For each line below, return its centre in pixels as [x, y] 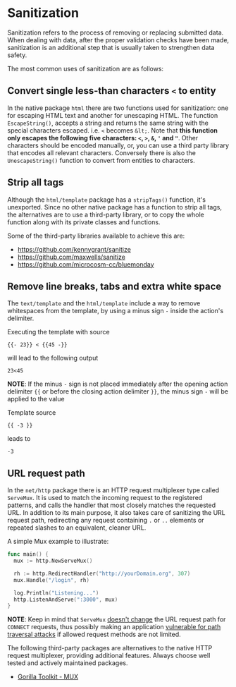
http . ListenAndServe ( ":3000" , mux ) [66, 600]
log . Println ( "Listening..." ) [56, 593]
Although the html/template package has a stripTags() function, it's [107, 200]
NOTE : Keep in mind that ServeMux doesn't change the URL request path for [117, 619]
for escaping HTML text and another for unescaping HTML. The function [113, 115]
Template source [32, 413]
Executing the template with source [59, 332]
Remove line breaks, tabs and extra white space [114, 286]
